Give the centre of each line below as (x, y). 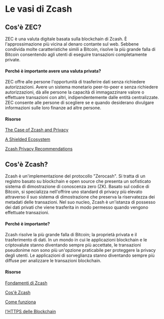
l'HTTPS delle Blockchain (31, 311)
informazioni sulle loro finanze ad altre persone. (53, 108)
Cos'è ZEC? (23, 27)
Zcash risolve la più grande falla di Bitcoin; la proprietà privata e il (71, 235)
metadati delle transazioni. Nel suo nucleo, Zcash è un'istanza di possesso (80, 202)
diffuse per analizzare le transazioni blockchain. (53, 261)
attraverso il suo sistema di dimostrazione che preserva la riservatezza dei (80, 197)
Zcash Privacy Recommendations (39, 149)
